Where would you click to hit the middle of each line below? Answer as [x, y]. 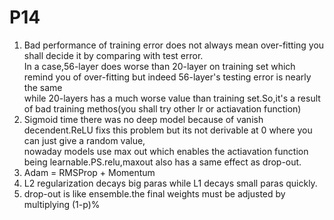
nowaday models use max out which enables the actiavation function [166, 151]
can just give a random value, [84, 140]
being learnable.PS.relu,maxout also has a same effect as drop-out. [162, 162]
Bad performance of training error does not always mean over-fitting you [174, 45]
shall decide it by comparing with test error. [113, 55]
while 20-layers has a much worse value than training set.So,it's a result [172, 98]
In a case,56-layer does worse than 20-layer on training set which [159, 66]
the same [43, 87]
